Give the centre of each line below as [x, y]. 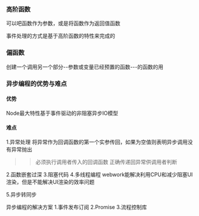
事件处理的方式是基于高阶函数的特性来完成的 [61, 36]
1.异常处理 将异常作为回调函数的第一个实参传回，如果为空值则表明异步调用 [97, 142]
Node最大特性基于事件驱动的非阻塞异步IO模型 [62, 113]
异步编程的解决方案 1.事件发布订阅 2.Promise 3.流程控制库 [77, 207]
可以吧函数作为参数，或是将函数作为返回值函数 [63, 23]
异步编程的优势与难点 [36, 83]
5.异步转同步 [21, 194]
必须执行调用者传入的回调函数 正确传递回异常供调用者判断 [106, 162]
